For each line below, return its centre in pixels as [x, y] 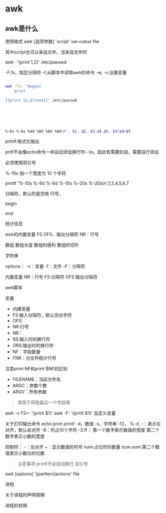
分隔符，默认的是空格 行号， [34, 194]
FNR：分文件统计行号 [34, 358]
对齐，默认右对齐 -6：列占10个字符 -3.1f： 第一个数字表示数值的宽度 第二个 [82, 430]
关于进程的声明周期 [25, 495]
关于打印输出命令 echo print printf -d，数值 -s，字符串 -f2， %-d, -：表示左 [83, 424]
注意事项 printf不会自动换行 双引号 [53, 464]
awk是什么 [22, 28]
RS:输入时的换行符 [31, 339]
